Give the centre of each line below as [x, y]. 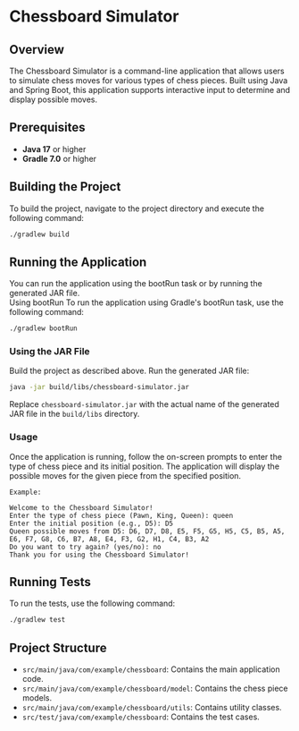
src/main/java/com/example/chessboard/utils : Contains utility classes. [152, 708]
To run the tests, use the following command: [92, 603]
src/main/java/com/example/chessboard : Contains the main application [151, 669]
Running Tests [50, 582]
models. [37, 698]
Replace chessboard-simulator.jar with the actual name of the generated [144, 404]
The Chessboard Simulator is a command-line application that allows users [147, 71]
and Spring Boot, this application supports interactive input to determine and [150, 90]
